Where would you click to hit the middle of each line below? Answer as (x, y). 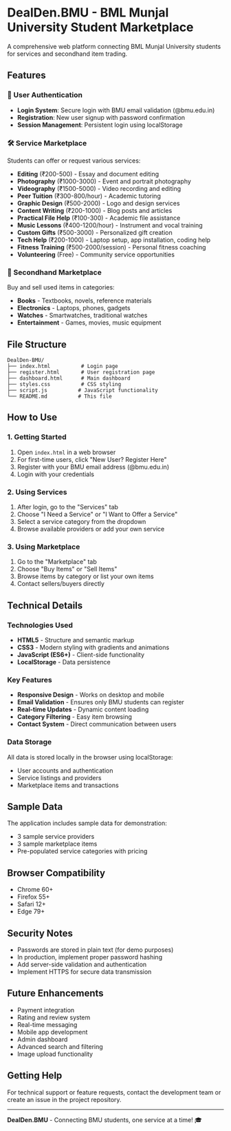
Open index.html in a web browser (66, 452)
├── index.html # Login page (63, 367)
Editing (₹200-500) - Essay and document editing (88, 174)
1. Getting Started (37, 437)
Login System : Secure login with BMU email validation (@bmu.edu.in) (116, 110)
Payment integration (46, 1010)
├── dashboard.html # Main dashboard (69, 378)
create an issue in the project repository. (64, 1099)
